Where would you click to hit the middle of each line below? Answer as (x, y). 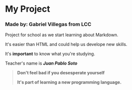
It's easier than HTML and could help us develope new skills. (66, 45)
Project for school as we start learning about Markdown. (62, 35)
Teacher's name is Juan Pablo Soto (41, 63)
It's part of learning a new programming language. (69, 82)
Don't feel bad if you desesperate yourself (61, 73)
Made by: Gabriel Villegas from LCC (48, 24)
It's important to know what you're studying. (50, 54)
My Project (28, 9)
